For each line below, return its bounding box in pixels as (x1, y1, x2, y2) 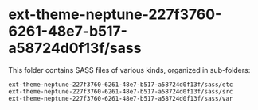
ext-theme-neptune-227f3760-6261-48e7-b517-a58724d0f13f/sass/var (8, 94, 233, 102)
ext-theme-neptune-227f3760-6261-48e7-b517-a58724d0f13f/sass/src (8, 87, 233, 96)
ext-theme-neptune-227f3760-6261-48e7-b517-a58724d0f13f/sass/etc (8, 81, 233, 89)
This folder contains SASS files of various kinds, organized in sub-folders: (8, 65, 251, 74)
